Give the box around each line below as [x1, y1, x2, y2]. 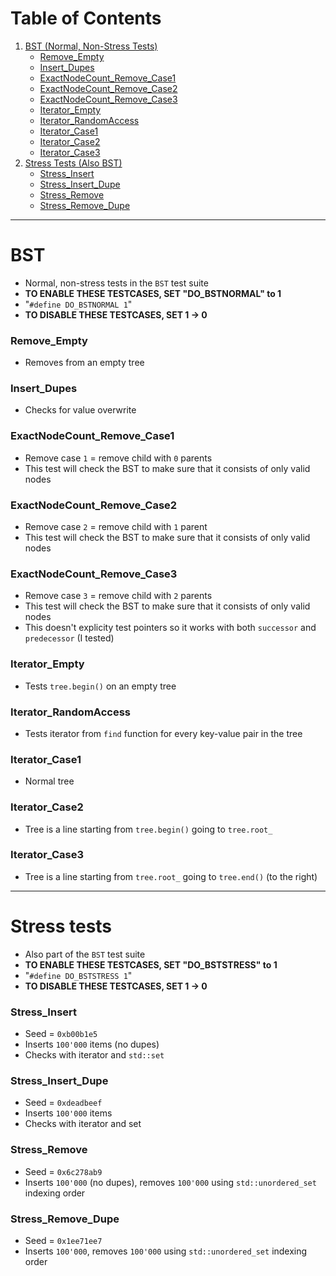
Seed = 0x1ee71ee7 [24, 1234, 103, 1246]
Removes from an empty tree [24, 357, 145, 369]
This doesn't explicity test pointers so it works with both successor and [24, 622, 317, 634]
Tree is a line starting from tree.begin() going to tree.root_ [24, 823, 273, 835]
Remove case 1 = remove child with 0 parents [24, 452, 213, 464]
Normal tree [24, 775, 75, 787]
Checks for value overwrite [24, 404, 137, 416]
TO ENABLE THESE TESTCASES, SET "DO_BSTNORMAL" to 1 [24, 287, 282, 299]
